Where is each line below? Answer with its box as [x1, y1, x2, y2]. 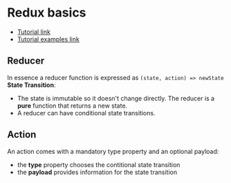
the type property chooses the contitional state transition [17, 160, 181, 168]
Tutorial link [17, 28, 50, 36]
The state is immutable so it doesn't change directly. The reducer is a [17, 94, 215, 102]
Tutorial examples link [17, 35, 80, 43]
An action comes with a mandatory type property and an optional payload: [7, 147, 219, 155]
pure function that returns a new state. [17, 102, 128, 110]
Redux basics [7, 5, 86, 21]
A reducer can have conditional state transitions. [17, 108, 156, 117]
